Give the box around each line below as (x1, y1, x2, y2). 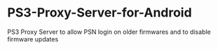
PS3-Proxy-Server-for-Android (7, 5, 192, 21)
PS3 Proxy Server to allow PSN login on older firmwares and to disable (7, 28, 212, 36)
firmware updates (7, 35, 59, 43)
